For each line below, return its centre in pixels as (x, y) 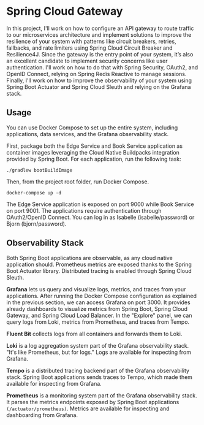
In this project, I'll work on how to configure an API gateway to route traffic (100, 28)
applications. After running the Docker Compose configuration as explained (102, 296)
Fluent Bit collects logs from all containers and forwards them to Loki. (94, 334)
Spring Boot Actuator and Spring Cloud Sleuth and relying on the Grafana (99, 86)
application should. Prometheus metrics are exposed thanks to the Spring (99, 264)
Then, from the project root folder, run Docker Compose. (77, 182)
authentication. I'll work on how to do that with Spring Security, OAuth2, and (102, 67)
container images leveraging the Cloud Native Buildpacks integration (93, 152)
